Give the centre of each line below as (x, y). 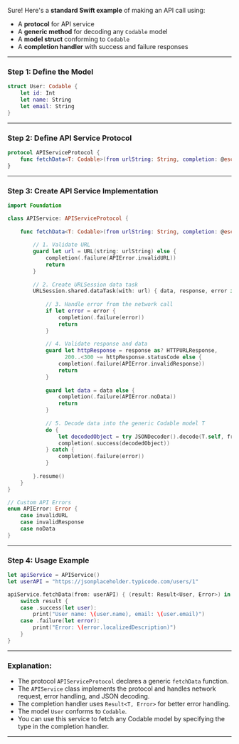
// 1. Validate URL (62, 245)
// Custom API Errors (39, 502)
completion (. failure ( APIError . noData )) (117, 397)
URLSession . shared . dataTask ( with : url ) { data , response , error (130, 291)
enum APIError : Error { (43, 509)
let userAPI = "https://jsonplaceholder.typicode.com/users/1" (103, 581)
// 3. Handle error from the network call (109, 304)
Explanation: (30, 666)
